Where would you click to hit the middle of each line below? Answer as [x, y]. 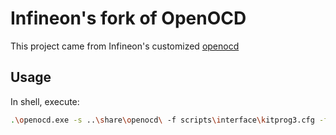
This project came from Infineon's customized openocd [125, 46]
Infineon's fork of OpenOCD [128, 18]
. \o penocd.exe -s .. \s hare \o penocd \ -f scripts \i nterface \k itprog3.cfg [162, 120]
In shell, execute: [45, 101]
